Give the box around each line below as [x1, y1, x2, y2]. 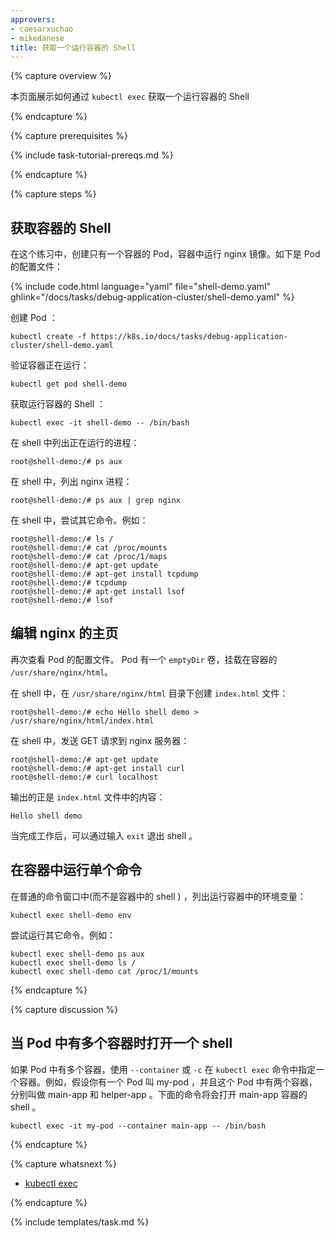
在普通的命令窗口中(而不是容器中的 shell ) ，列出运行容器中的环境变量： [10, 890, 307, 902]
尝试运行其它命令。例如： [10, 929, 116, 941]
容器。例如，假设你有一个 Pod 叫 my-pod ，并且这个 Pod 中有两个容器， [18, 1076, 318, 1088]
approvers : [10, 14, 56, 25]
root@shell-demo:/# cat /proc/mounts [10, 543, 168, 553]
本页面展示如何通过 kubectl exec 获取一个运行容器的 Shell [10, 91, 250, 103]
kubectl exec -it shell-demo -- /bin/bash [10, 418, 190, 428]
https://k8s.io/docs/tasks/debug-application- [90, 332, 288, 342]
